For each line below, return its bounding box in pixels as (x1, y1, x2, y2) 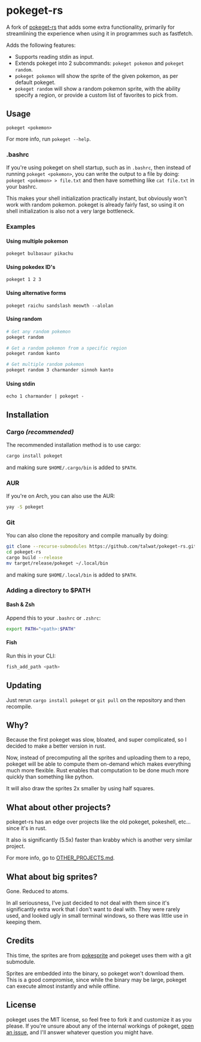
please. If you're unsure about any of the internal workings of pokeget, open (6, 1022, 194, 1029)
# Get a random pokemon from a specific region (6, 345, 127, 351)
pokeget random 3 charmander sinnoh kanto (6, 367, 114, 373)
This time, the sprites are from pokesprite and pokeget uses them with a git (6, 951, 191, 959)
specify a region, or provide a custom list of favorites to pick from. (14, 91, 178, 98)
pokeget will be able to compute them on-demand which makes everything (6, 760, 191, 768)
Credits (6, 936, 35, 946)
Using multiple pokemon (6, 237, 69, 244)
